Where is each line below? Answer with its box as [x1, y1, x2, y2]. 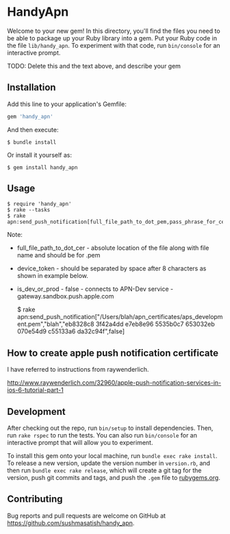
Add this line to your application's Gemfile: [7, 100, 127, 108]
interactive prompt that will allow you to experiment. [7, 439, 153, 447]
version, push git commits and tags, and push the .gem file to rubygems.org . [7, 474, 221, 482]
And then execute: [7, 125, 59, 133]
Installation [7, 81, 56, 93]
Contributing [7, 494, 63, 505]
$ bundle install [7, 138, 57, 146]
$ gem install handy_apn [7, 164, 78, 171]
